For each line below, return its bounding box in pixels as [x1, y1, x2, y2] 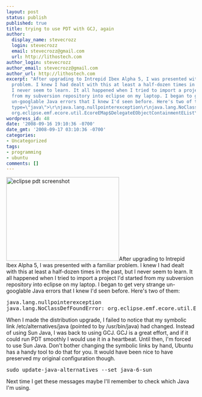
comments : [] [6, 160, 39, 167]
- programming [6, 149, 42, 155]
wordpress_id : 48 [6, 115, 50, 121]
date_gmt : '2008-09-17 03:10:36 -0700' [6, 127, 106, 133]
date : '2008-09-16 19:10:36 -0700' [6, 121, 96, 127]
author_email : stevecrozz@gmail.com [6, 65, 98, 71]
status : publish [6, 14, 47, 21]
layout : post [6, 8, 39, 15]
